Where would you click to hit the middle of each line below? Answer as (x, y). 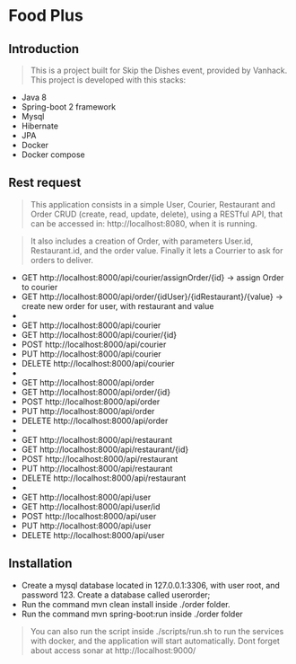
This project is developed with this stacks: (108, 80)
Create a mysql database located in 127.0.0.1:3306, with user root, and (150, 585)
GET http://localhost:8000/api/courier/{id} (99, 334)
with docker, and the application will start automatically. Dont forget (155, 641)
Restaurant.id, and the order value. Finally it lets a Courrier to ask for (157, 250)
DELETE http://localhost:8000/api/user (93, 535)
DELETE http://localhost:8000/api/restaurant (104, 478)
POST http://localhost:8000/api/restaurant (100, 458)
